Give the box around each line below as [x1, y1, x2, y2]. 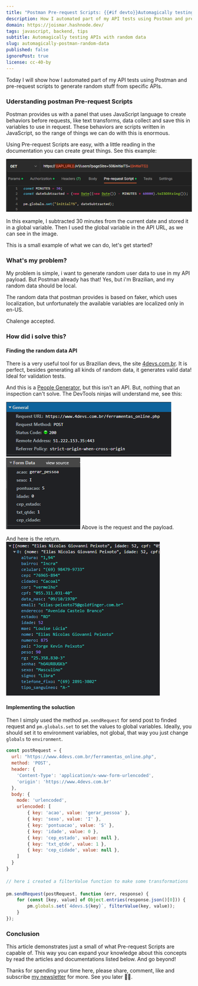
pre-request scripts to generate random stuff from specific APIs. [6, 83, 163, 90]
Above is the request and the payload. [81, 524, 174, 531]
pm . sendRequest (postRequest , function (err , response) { [6, 891, 149, 897]
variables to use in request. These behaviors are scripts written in [6, 123, 165, 130]
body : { [11, 791, 31, 797]
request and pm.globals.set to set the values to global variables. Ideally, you [6, 723, 192, 730]
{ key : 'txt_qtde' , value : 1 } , [27, 841, 107, 847]
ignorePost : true [6, 53, 49, 59]
